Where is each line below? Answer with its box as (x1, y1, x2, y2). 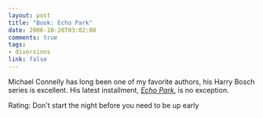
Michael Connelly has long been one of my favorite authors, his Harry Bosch (8, 76, 255, 87)
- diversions (8, 48, 51, 56)
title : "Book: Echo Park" (8, 19, 93, 27)
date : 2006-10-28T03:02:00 (8, 26, 97, 34)
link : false (8, 56, 47, 64)
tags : (8, 41, 26, 49)
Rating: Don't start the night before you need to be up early (8, 100, 199, 110)
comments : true (8, 33, 58, 42)
